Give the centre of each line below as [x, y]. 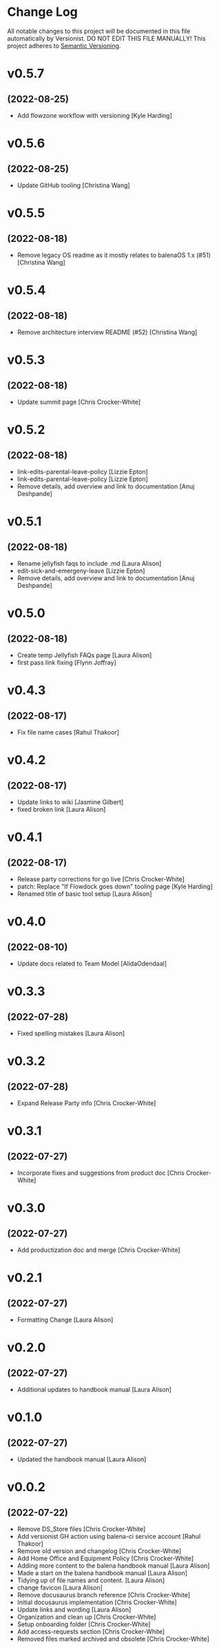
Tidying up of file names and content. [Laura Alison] [91, 1580]
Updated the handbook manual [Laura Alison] [82, 1459]
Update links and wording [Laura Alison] [74, 1609]
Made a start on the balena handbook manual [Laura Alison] [102, 1573]
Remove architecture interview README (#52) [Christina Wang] [107, 332]
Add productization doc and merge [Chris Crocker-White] [98, 1250]
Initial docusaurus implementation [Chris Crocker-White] [97, 1602]
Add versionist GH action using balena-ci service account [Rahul [109, 1536]
